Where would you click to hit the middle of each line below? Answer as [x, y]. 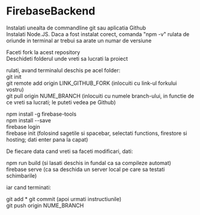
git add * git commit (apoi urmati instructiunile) [64, 199]
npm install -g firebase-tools [41, 114]
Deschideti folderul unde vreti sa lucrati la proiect [67, 58]
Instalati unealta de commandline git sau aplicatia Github [76, 28]
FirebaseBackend [51, 11]
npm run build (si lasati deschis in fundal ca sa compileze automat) [89, 163]
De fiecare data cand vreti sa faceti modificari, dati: [70, 151]
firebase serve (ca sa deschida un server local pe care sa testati [86, 169]
